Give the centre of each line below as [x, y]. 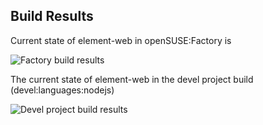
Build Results [52, 16]
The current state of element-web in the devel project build [132, 79]
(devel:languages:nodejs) [62, 90]
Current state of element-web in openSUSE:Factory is [121, 40]
